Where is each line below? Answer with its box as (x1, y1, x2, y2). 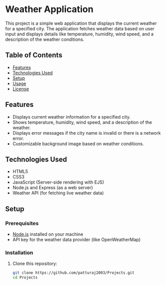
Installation (5, 249, 34, 256)
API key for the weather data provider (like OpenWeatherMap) (12, 237, 141, 243)
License (12, 86, 29, 92)
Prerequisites (5, 219, 39, 226)
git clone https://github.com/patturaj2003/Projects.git (12, 270, 135, 275)
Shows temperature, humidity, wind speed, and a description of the (12, 119, 152, 125)
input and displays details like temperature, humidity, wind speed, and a (5, 31, 154, 37)
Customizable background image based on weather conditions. (12, 140, 144, 147)
